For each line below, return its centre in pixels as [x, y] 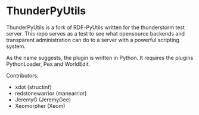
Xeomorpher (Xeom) [40, 106]
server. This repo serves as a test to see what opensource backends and [96, 33]
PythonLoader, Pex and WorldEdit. [48, 64]
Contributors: [22, 75]
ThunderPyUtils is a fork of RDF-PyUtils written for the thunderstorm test [95, 27]
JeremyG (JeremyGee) [43, 100]
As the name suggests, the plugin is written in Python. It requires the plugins [100, 57]
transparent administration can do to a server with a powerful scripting [93, 40]
